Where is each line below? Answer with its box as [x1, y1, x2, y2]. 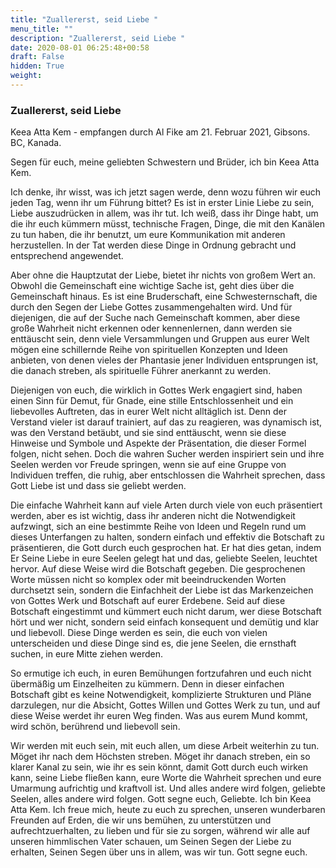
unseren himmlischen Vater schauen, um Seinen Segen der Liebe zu [10, 836, 292, 848]
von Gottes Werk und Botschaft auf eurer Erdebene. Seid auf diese [10, 595, 286, 607]
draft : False [10, 52, 65, 62]
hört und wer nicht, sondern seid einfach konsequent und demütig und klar [10, 616, 320, 628]
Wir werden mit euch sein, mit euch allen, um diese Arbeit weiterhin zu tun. [10, 740, 320, 752]
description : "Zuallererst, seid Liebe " [10, 33, 186, 43]
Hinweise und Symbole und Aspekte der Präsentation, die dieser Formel [10, 437, 307, 450]
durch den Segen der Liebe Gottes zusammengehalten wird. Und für [10, 301, 293, 313]
